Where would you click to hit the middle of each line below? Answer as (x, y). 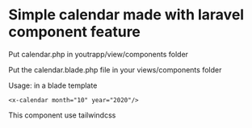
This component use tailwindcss (62, 115)
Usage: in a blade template (53, 85)
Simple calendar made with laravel (126, 15)
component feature (75, 32)
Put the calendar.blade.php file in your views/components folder (115, 69)
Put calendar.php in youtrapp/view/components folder (98, 54)
